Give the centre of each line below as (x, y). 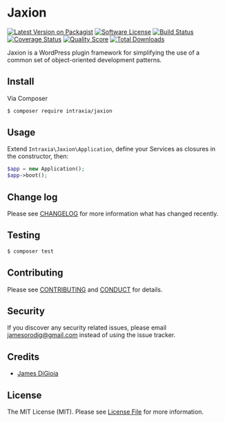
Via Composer (28, 98)
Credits (23, 357)
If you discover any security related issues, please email (87, 328)
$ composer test (30, 251)
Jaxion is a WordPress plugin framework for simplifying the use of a (104, 52)
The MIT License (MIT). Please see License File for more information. (105, 412)
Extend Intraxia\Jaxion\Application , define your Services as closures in (111, 149)
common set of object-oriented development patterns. (85, 59)
